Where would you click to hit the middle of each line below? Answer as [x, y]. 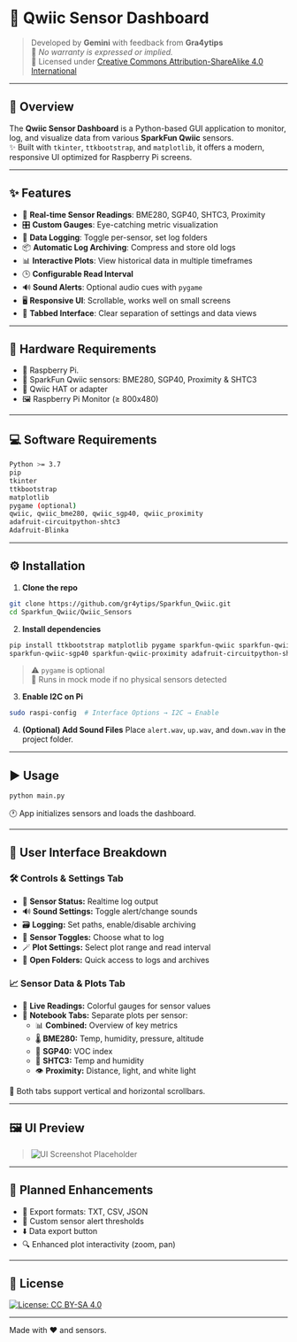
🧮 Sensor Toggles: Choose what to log [93, 937]
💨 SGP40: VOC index [74, 1051]
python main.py [37, 796]
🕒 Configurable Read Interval [78, 274]
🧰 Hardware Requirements [83, 349]
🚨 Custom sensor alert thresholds [83, 1221]
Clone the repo [49, 587]
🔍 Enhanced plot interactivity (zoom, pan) [99, 1244]
